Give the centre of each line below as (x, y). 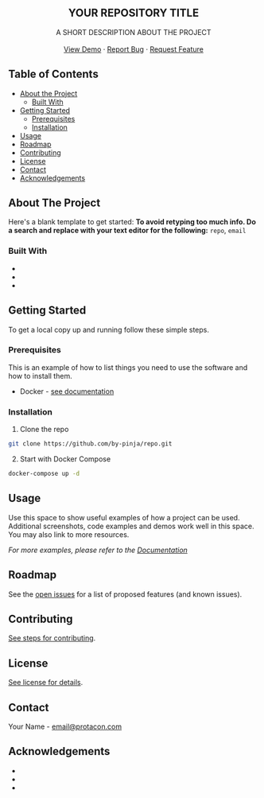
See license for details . (46, 683)
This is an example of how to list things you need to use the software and (128, 367)
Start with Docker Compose (65, 459)
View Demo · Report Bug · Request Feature (134, 49)
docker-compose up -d (44, 474)
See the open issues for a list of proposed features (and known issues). (125, 594)
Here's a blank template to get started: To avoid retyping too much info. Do (132, 222)
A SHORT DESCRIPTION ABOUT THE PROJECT (134, 32)
